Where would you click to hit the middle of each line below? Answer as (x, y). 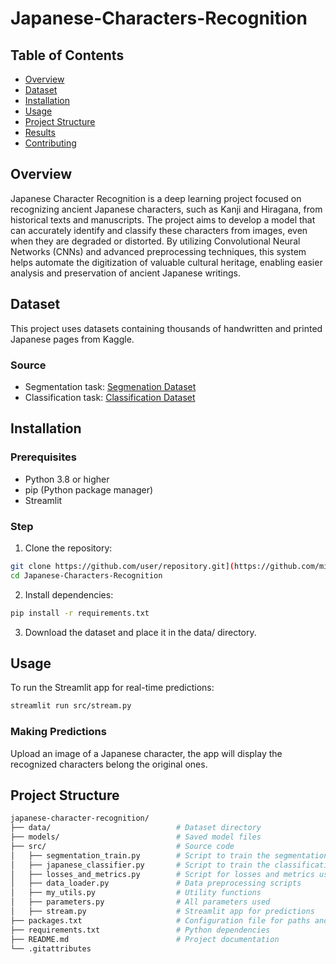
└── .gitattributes (51, 948)
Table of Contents (67, 55)
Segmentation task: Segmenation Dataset (110, 386)
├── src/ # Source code (122, 846)
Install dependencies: (69, 594)
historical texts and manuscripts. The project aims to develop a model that (163, 219)
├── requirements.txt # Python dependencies (140, 930)
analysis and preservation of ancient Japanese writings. (125, 273)
